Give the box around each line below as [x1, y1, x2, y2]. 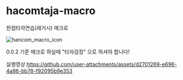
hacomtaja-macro [6, 4, 96, 18]
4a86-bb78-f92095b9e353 [6, 67, 72, 74]
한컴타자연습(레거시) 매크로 [6, 24, 69, 31]
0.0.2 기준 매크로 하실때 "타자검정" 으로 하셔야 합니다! [6, 48, 130, 55]
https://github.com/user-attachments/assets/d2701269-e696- [26, 61, 178, 68]
